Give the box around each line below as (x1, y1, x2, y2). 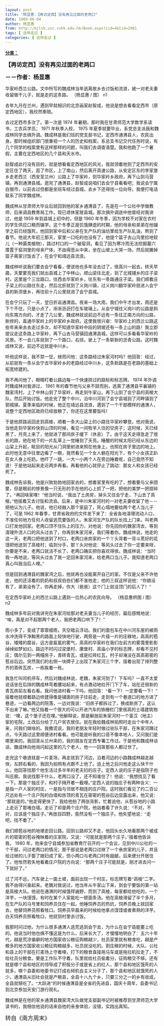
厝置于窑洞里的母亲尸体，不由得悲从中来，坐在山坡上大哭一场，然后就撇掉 (5, 247, 158, 252)
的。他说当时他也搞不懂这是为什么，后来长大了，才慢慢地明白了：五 (5, 930, 145, 936)
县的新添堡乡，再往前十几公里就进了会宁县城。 (5, 289, 101, 294)
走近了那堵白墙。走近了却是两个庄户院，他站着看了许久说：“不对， (9, 805, 147, 810)
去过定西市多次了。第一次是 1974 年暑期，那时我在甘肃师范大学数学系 (5, 119, 148, 125)
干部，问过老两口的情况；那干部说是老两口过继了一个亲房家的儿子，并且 (9, 847, 158, 852)
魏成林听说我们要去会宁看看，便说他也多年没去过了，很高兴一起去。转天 (5, 264, 154, 269)
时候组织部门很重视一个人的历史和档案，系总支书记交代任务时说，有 (18, 138, 158, 144)
